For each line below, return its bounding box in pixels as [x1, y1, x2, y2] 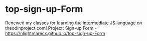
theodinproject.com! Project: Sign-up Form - [5, 25, 97, 31]
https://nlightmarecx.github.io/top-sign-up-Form [5, 30, 105, 36]
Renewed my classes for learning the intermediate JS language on [5, 20, 142, 26]
